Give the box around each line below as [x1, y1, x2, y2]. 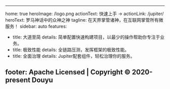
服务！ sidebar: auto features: [5, 23, 67, 29]
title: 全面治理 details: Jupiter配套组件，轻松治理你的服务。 [12, 53, 135, 59]
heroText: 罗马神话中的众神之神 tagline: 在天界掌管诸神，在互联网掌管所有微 [5, 17, 163, 23]
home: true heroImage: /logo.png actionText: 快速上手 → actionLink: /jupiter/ [5, 11, 164, 17]
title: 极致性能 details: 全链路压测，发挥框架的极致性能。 [12, 47, 130, 53]
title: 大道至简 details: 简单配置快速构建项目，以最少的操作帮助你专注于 [12, 34, 160, 40]
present [5, 76, 30, 84]
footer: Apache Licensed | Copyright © [5, 68, 131, 76]
